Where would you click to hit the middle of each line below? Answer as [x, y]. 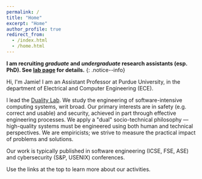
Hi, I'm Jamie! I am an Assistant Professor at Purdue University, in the [93, 82]
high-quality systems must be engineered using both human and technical [100, 126]
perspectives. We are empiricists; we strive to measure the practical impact [101, 133]
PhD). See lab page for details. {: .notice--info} [66, 70]
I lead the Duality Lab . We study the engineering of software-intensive [94, 100]
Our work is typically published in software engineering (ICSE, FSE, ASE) [98, 151]
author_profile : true [34, 29]
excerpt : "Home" [27, 23]
